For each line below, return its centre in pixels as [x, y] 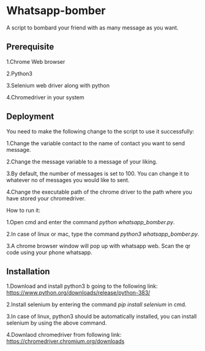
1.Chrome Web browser [36, 61]
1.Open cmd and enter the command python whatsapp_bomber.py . [91, 222]
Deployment [30, 117]
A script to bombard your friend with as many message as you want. [92, 28]
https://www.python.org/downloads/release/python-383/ [78, 293]
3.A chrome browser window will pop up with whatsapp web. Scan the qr [99, 246]
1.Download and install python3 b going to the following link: [82, 286]
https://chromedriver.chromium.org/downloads [65, 341]
